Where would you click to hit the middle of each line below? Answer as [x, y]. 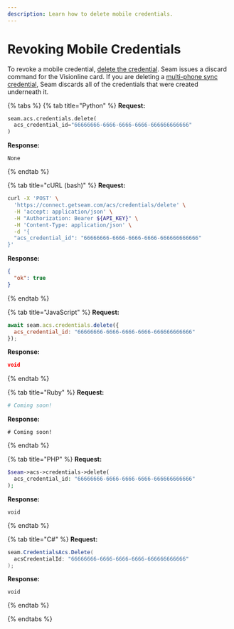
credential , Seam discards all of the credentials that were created [103, 84]
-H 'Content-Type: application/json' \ [73, 225]
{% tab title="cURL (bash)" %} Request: [67, 185]
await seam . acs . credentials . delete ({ [63, 325]
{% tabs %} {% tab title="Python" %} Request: [76, 105]
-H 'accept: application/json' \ [63, 212]
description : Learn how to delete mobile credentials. [90, 14]
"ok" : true [30, 279]
